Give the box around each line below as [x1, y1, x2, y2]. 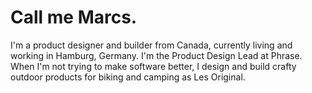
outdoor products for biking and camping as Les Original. [10, 71, 246, 83]
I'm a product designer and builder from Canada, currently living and [10, 39, 293, 51]
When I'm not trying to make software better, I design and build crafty [10, 60, 297, 72]
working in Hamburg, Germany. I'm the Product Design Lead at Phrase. [10, 49, 303, 61]
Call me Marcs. [10, 6, 138, 29]
